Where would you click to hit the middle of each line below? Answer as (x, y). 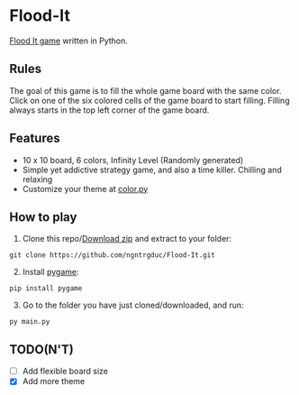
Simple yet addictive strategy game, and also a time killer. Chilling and (152, 170)
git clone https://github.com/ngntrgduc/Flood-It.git (113, 255)
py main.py (30, 322)
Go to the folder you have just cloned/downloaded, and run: (133, 305)
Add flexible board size (65, 372)
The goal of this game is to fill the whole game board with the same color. (145, 90)
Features (35, 138)
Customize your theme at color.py (85, 188)
